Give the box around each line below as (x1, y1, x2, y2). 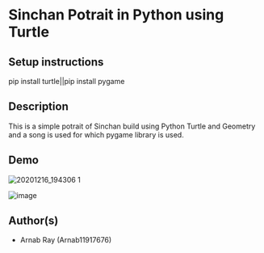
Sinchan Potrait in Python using (8, 6, 224, 24)
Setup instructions (8, 55, 104, 69)
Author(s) (8, 214, 59, 228)
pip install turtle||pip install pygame (8, 77, 125, 86)
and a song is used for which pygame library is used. (8, 129, 184, 139)
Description (8, 99, 69, 114)
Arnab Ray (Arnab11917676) (19, 235, 112, 245)
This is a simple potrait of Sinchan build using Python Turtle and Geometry (8, 121, 256, 131)
